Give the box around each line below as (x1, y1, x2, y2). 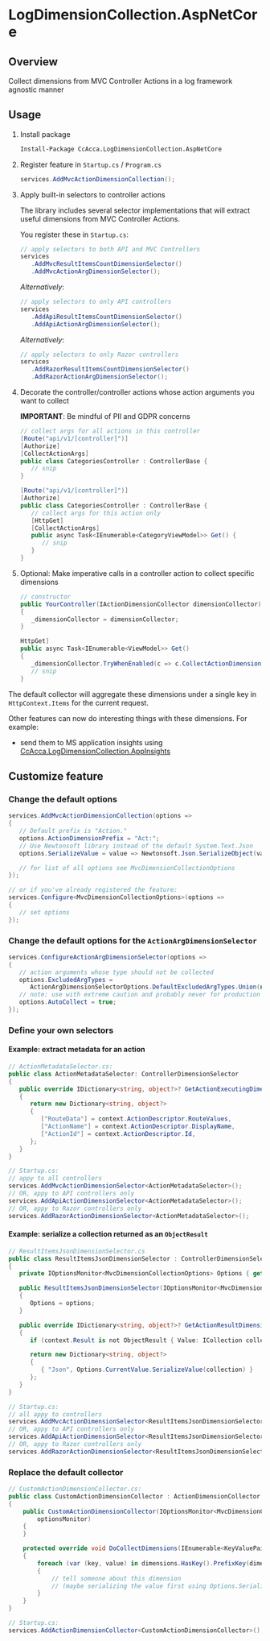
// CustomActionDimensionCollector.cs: (8, 1485, 142, 1494)
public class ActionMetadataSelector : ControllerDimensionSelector (8, 1070, 239, 1078)
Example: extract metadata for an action (8, 1045, 145, 1055)
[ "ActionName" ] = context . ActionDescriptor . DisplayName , (40, 1122, 235, 1131)
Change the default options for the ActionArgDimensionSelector (8, 934, 257, 946)
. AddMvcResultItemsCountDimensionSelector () (31, 260, 182, 268)
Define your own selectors (8, 1025, 114, 1036)
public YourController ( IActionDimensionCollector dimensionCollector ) (19, 600, 262, 608)
